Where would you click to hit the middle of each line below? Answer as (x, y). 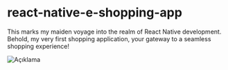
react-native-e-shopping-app (95, 13)
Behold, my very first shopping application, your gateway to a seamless (109, 38)
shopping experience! (38, 46)
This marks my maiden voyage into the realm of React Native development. (114, 32)
